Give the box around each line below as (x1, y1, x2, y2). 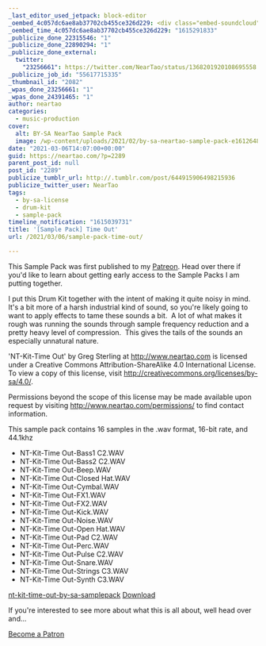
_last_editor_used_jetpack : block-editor (8, 11, 147, 20)
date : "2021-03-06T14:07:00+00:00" (8, 144, 126, 152)
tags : (8, 188, 26, 197)
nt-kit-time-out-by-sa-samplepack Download (8, 590, 156, 599)
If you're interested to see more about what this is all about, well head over (8, 605, 252, 615)
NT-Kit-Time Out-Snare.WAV (19, 557, 113, 567)
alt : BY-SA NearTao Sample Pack (15, 129, 123, 137)
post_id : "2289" (8, 167, 62, 175)
